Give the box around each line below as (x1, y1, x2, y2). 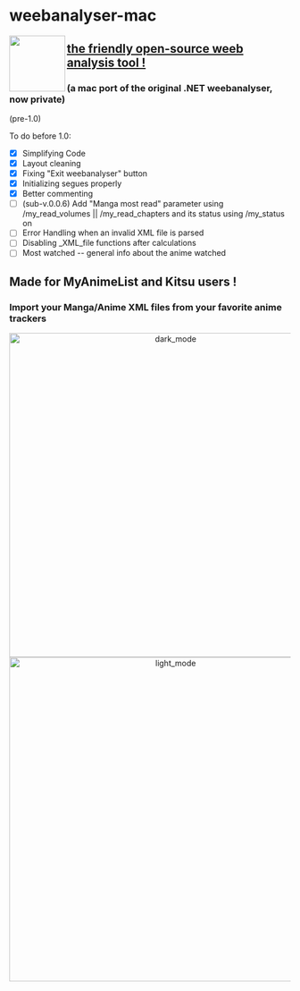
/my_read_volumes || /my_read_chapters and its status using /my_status (21, 208, 286, 219)
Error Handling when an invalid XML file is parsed (21, 227, 204, 238)
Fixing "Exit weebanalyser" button (21, 168, 148, 179)
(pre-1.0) (9, 113, 42, 123)
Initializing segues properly (21, 178, 122, 189)
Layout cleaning (21, 157, 82, 168)
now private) (9, 93, 65, 106)
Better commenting (21, 189, 94, 199)
